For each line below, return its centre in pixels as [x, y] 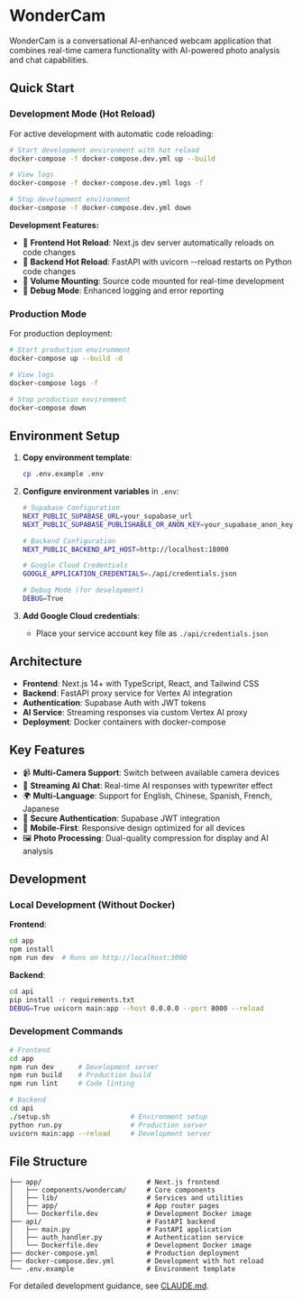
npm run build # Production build [80, 1075]
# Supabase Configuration [71, 508]
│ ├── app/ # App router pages [114, 1206]
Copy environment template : [77, 457]
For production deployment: [61, 334]
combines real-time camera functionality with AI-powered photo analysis [145, 50]
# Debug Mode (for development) [83, 590]
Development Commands [66, 1031]
